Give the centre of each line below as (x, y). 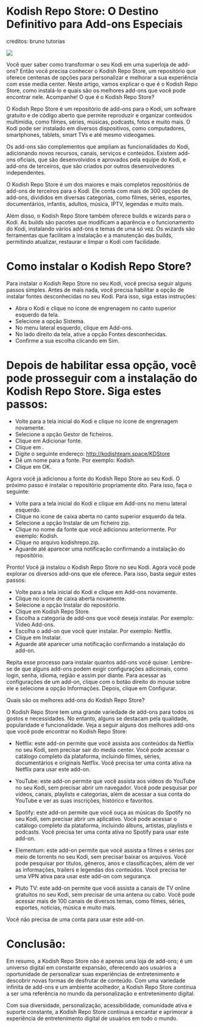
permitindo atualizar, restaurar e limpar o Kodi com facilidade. (84, 241)
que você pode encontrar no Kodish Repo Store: (67, 731)
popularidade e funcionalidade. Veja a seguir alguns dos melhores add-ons (100, 725)
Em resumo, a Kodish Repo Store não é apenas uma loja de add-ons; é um (100, 961)
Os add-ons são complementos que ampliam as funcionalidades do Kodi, (98, 146)
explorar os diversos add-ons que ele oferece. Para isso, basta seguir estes (101, 573)
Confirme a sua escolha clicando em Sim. (67, 340)
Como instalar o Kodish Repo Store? (99, 266)
